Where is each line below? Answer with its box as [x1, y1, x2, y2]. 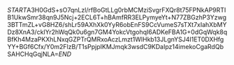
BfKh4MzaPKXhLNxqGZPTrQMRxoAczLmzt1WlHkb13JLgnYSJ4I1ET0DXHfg [7, 35, 224, 44]
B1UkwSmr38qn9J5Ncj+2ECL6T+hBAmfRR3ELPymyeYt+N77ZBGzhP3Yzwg [7, 13, 227, 21]
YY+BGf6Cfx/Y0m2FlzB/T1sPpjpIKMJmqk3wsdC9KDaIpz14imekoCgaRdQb [7, 43, 224, 50]
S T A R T [7, 6, 27, 14]
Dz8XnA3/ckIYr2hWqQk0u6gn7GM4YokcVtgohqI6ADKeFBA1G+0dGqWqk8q [7, 28, 228, 36]
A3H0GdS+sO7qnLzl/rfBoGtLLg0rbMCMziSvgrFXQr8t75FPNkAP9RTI [27, 6, 226, 14]
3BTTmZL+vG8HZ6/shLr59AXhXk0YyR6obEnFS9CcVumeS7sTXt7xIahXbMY [7, 21, 227, 28]
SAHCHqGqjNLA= [7, 50, 59, 58]
